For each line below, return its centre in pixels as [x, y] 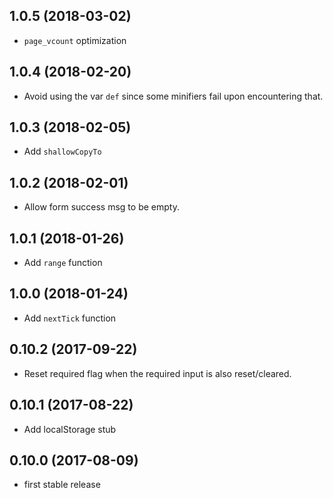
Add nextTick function [70, 318]
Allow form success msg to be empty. [101, 207]
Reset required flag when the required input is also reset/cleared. [157, 373]
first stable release [62, 485]
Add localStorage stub [70, 429]
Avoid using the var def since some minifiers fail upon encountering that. [173, 96]
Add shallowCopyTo [62, 151]
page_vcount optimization [75, 40]
